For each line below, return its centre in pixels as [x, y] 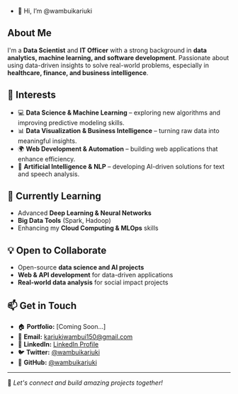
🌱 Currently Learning [54, 196]
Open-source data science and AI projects [81, 267]
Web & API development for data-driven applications [95, 275]
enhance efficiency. [46, 158]
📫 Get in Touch [42, 305]
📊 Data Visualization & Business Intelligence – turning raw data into [118, 130]
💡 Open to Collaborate [57, 250]
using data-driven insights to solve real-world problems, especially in [108, 65]
